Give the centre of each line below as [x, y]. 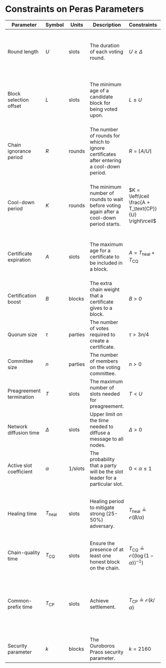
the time [99, 420]
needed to [102, 426]
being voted [104, 109]
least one [100, 555]
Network [18, 426]
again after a [104, 211]
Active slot [20, 465]
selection [18, 100]
